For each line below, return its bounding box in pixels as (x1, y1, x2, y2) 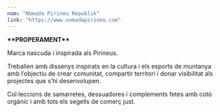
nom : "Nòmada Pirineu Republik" (7, 10, 100, 17)
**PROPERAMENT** (7, 35, 70, 43)
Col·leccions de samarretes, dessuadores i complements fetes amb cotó (7, 90, 212, 98)
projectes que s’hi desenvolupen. (7, 76, 102, 85)
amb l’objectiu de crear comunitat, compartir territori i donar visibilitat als (7, 69, 213, 78)
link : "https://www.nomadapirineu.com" (7, 16, 122, 23)
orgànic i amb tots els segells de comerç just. (7, 97, 135, 105)
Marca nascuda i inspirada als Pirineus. (7, 49, 118, 57)
